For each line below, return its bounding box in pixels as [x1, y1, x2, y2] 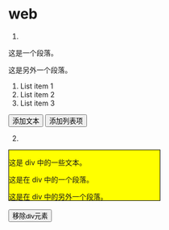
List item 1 [19, 81, 54, 91]
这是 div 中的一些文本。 [9, 158, 87, 167]
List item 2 [19, 89, 55, 99]
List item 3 [19, 98, 55, 108]
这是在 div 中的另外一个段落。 [9, 191, 108, 201]
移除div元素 [12, 212, 48, 220]
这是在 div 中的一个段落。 [9, 175, 94, 184]
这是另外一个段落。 [8, 65, 72, 75]
